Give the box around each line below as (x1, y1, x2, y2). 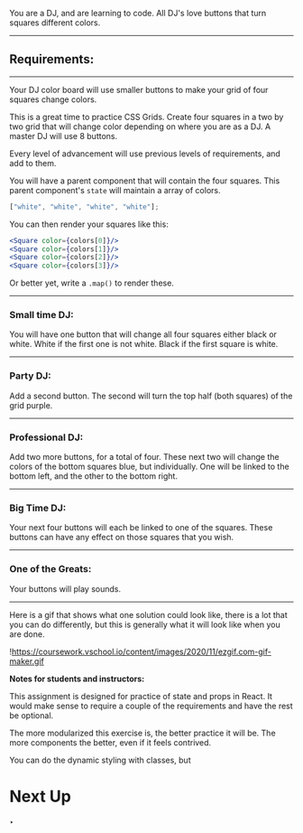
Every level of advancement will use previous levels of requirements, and (9, 148, 281, 159)
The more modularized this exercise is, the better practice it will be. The (9, 727, 277, 738)
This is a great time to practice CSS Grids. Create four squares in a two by (9, 111, 284, 122)
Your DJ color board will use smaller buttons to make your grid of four (9, 84, 269, 95)
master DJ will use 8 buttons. (9, 130, 118, 141)
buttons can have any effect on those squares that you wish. (9, 532, 234, 543)
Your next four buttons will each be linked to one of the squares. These (9, 522, 273, 533)
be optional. (9, 709, 54, 721)
